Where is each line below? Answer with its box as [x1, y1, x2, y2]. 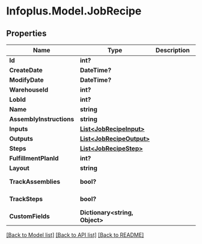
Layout [9, 164, 30, 172]
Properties [6, 28, 47, 39]
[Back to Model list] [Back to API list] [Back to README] [6, 231, 144, 239]
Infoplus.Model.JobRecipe [6, 4, 142, 18]
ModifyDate [9, 76, 44, 84]
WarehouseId [9, 86, 49, 94]
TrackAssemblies [9, 178, 61, 186]
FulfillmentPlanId [9, 154, 59, 162]
